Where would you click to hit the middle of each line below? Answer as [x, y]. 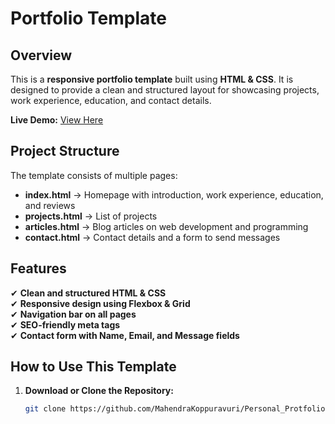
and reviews [50, 205]
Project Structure [65, 151]
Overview [41, 55]
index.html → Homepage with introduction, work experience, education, [174, 194]
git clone [45, 409]
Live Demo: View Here [57, 120]
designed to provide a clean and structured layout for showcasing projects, [165, 90]
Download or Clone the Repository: [99, 391]
